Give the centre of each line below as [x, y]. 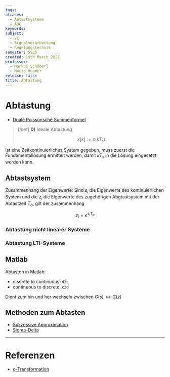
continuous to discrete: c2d [41, 287]
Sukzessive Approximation [40, 325]
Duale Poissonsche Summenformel [49, 119]
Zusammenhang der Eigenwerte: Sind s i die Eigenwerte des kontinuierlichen [85, 191]
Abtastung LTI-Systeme [35, 243]
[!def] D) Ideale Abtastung [45, 129]
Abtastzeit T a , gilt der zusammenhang [45, 204]
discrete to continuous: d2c [41, 281]
